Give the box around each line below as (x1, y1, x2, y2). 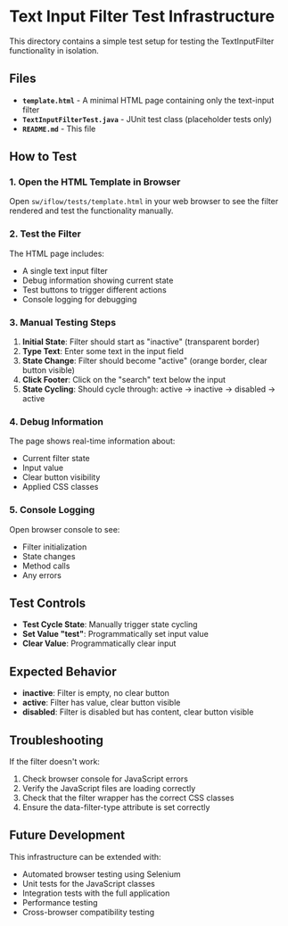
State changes (21, 550, 76, 561)
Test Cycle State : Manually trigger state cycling (21, 619, 198, 630)
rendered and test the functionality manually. (9, 205, 174, 216)
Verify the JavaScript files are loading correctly (21, 783, 196, 794)
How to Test (9, 149, 78, 164)
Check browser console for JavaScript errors (21, 773, 189, 784)
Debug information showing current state (21, 275, 174, 285)
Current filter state (21, 453, 91, 464)
